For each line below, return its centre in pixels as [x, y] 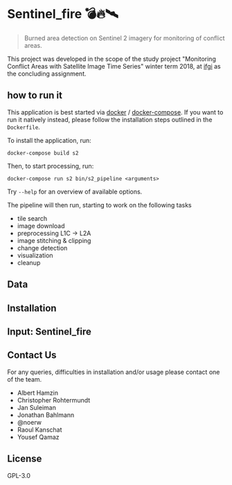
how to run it [35, 95]
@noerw [29, 422]
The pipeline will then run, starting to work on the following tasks [99, 205]
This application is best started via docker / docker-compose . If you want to [115, 112]
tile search [32, 218]
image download [41, 226]
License [25, 459]
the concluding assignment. [47, 74]
